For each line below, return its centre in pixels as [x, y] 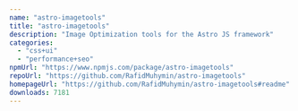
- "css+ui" [38, 51]
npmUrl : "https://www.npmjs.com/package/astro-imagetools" [122, 68]
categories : [31, 43]
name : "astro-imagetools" [57, 17]
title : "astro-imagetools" [60, 26]
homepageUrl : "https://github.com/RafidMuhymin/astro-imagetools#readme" [150, 84]
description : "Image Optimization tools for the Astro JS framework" [142, 34]
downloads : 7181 [39, 92]
